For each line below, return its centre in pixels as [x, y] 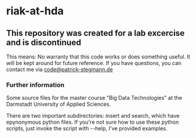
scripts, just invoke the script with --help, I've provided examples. [87, 128]
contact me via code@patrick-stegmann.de [60, 69]
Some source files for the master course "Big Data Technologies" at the [94, 98]
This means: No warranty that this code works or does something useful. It [98, 57]
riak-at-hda [35, 11]
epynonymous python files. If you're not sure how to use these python [93, 122]
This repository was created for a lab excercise [96, 33]
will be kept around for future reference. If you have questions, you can [94, 63]
